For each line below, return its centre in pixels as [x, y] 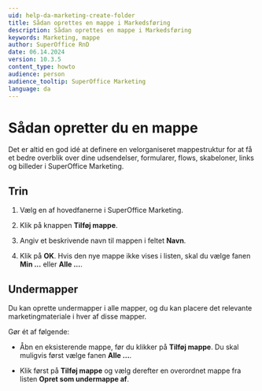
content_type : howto [42, 67]
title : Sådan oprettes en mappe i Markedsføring [89, 23]
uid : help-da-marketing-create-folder [72, 15]
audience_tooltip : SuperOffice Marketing [77, 81]
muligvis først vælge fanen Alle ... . [76, 355]
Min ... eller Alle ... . [51, 264]
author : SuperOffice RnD [49, 45]
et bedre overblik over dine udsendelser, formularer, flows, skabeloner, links [131, 158]
